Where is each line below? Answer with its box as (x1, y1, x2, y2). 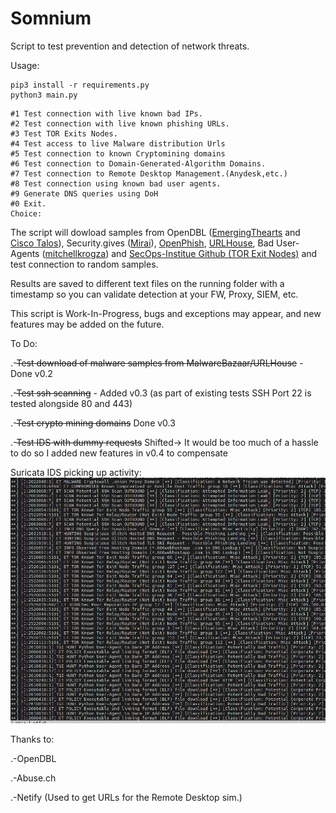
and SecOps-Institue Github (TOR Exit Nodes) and (111, 247, 318, 259)
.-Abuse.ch (10, 772, 57, 784)
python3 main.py (10, 90, 78, 100)
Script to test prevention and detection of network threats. (10, 40, 250, 52)
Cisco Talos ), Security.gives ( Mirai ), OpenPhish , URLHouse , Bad (10, 237, 275, 249)
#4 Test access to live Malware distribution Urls (10, 138, 226, 149)
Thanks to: (10, 733, 55, 745)
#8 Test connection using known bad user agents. (10, 178, 222, 189)
